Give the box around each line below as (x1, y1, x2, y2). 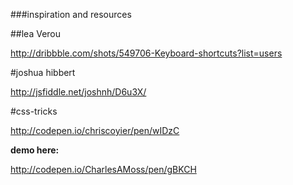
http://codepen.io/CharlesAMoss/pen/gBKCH (10, 164, 197, 175)
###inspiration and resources (10, 9, 132, 20)
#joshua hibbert (10, 67, 76, 78)
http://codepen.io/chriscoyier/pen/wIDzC (10, 125, 180, 136)
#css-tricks (10, 105, 58, 117)
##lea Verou (10, 28, 62, 39)
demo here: (10, 144, 60, 156)
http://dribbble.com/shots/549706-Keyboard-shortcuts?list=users (10, 47, 283, 59)
